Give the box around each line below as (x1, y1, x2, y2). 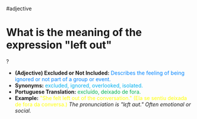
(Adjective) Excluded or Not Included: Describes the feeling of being (14, 69, 185, 76)
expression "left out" (6, 38, 112, 52)
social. (14, 107, 31, 114)
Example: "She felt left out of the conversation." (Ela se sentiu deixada (14, 94, 188, 101)
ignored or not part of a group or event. (14, 75, 111, 82)
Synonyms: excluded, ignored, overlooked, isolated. (14, 82, 144, 89)
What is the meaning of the (6, 26, 142, 39)
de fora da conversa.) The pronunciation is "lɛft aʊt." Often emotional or (14, 101, 191, 108)
